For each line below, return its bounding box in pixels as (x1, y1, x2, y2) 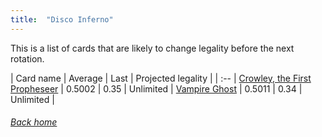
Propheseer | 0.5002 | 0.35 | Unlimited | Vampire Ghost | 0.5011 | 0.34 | (10, 82, 303, 95)
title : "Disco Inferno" (10, 14, 114, 25)
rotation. (10, 52, 45, 65)
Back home (10, 116, 58, 128)
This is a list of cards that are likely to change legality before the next (10, 42, 295, 54)
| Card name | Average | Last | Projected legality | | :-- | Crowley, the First (10, 72, 312, 84)
